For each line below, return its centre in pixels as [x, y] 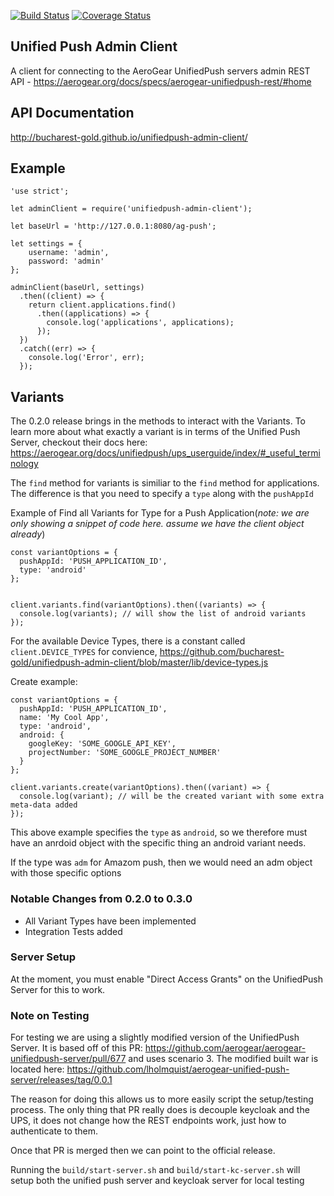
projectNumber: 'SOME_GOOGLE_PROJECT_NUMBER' [125, 753]
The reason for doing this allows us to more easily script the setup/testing [162, 1099]
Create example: [44, 682]
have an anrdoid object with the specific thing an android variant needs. [158, 843]
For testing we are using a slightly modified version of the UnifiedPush [155, 1037]
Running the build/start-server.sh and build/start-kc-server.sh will [155, 1170]
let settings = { [46, 244]
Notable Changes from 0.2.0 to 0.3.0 [101, 899]
